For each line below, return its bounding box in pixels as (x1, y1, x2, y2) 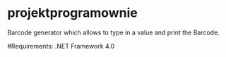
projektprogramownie (7, 5, 138, 21)
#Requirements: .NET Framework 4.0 (7, 42, 115, 50)
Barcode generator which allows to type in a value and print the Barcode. (7, 28, 220, 37)
